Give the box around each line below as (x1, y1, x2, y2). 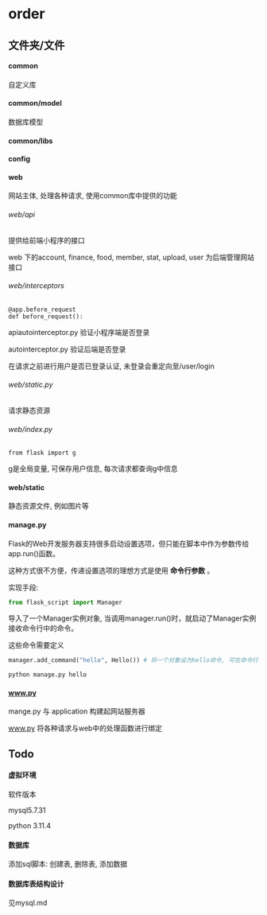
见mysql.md (8, 898, 48, 908)
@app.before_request (8, 306, 77, 313)
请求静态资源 (8, 405, 50, 415)
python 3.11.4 (8, 821, 52, 831)
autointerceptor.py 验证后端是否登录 (8, 344, 126, 354)
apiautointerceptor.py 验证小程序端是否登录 (8, 327, 150, 337)
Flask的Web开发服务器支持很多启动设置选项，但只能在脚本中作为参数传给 (8, 539, 250, 548)
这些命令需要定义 (8, 640, 64, 650)
